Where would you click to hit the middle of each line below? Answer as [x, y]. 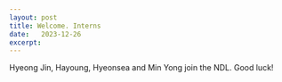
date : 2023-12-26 [45, 34]
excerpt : [25, 42]
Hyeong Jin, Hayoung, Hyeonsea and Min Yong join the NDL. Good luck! [141, 68]
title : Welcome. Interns [55, 26]
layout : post [33, 17]
